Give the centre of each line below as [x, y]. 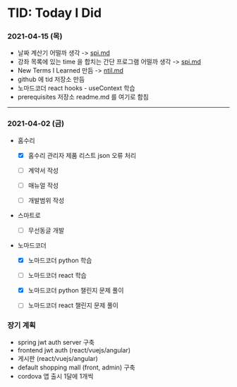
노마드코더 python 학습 [60, 260]
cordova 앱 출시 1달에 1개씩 [55, 376]
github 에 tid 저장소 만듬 [51, 80]
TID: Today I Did [55, 13]
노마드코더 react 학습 [57, 276]
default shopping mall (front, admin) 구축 [76, 367]
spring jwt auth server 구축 [56, 342]
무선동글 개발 [46, 231]
